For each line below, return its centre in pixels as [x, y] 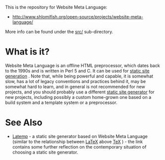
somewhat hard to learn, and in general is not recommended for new [75, 86]
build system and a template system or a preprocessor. [61, 102]
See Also [24, 122]
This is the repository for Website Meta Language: [56, 7]
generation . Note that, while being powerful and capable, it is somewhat [79, 76]
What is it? [27, 52]
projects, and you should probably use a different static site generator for [80, 92]
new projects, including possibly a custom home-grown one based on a [78, 97]
